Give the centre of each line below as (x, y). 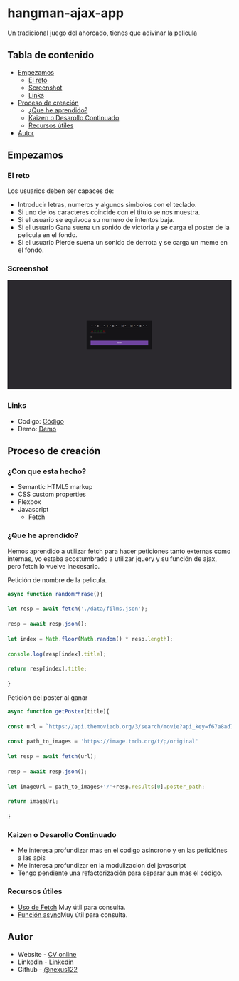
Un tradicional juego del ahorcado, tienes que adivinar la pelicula (102, 33)
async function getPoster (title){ (59, 711)
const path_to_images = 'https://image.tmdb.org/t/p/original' (103, 742)
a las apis (32, 858)
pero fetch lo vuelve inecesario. (54, 566)
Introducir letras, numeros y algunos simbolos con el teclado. (107, 205)
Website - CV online (47, 954)
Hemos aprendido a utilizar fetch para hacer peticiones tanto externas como (119, 551)
